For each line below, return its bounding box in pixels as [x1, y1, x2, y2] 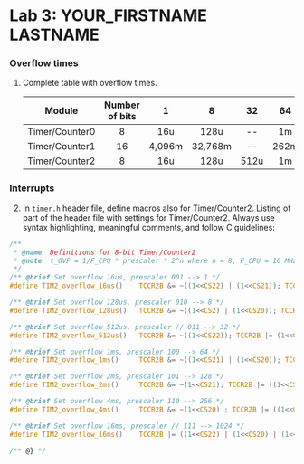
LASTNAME [9, 24, 100, 45]
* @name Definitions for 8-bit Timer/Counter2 [13, 248, 196, 257]
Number [103, 99, 140, 111]
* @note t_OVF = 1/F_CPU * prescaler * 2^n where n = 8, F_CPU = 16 [13, 256, 281, 265]
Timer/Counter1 [26, 140, 96, 153]
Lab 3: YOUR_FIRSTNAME [9, 5, 208, 26]
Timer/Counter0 [26, 126, 96, 138]
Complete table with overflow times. [22, 78, 157, 89]
